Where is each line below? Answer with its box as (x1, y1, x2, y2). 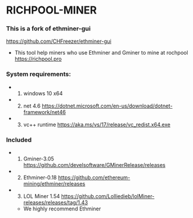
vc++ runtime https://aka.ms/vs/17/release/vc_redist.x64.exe (23, 121, 171, 128)
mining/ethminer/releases (23, 180, 86, 187)
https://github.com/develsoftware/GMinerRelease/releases (23, 162, 166, 169)
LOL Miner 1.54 (23, 193, 60, 200)
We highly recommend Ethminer (23, 205, 101, 212)
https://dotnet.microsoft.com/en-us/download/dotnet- (42, 102, 173, 109)
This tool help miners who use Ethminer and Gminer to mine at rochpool (14, 49, 188, 56)
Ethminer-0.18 (23, 174, 57, 181)
